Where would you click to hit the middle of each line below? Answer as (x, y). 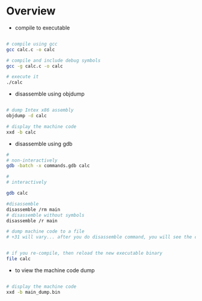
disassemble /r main (32, 220)
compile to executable (42, 28)
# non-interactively (32, 160)
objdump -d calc (26, 116)
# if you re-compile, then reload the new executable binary (84, 254)
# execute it (23, 77)
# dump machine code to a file (45, 232)
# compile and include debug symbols (54, 60)
